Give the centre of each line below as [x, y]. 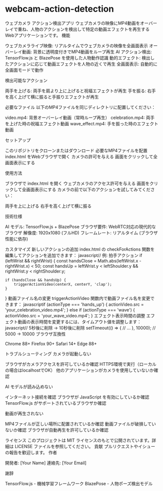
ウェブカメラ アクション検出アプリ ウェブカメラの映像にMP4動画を [72, 23]
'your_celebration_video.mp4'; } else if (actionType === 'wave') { [70, 310]
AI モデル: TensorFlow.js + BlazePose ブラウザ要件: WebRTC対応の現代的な [81, 226]
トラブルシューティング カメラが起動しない [48, 354]
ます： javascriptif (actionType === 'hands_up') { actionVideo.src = [76, 304]
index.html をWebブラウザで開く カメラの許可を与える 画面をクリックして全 [81, 157]
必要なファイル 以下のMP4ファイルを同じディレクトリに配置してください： [80, 107]
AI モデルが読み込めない [29, 387]
